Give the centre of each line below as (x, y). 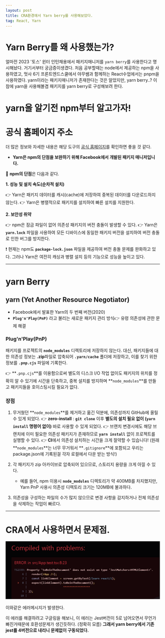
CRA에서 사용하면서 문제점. (58, 530)
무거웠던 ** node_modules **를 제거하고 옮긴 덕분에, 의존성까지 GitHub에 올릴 (85, 412)
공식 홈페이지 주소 (39, 132)
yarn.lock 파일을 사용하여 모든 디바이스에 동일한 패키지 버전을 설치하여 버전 (78, 232)
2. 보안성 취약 (19, 214)
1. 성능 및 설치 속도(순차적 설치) (35, 184)
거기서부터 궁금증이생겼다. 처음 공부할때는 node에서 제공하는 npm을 (89, 68)
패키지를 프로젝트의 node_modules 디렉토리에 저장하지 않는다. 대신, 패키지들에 (80, 350)
